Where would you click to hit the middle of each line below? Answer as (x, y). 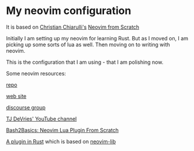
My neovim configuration (69, 11)
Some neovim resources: (36, 73)
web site (16, 96)
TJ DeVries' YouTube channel (41, 119)
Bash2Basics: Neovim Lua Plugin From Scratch (62, 130)
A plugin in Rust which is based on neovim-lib (61, 141)
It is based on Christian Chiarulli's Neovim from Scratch (73, 27)
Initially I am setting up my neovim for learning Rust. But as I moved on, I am (97, 38)
